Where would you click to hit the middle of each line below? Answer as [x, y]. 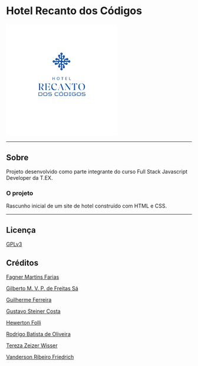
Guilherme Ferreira [29, 300]
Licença [21, 230]
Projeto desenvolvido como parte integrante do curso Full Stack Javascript [97, 172]
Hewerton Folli [24, 323]
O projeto [20, 193]
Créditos [22, 263]
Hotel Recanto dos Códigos [74, 11]
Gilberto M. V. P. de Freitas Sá [42, 288]
